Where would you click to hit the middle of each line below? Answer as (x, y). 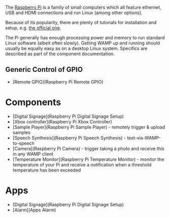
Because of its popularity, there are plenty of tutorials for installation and (81, 23)
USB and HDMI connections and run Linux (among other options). (74, 13)
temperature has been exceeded (47, 170)
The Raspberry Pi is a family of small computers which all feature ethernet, (83, 7)
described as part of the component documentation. (60, 54)
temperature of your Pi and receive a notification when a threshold (82, 164)
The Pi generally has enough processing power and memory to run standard (85, 38)
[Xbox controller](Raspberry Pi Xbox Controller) (62, 121)
